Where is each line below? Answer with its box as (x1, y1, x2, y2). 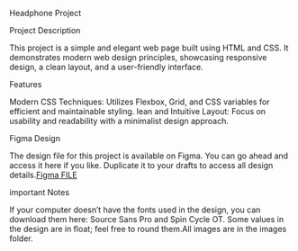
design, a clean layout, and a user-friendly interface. (9, 62, 204, 72)
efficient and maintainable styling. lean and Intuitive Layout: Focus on (9, 106, 266, 116)
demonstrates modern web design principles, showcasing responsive (9, 52, 267, 62)
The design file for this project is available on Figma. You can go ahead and (9, 150, 289, 161)
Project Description (9, 25, 81, 35)
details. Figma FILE (9, 170, 78, 180)
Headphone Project (9, 8, 82, 18)
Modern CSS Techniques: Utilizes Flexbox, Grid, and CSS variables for (9, 96, 270, 107)
